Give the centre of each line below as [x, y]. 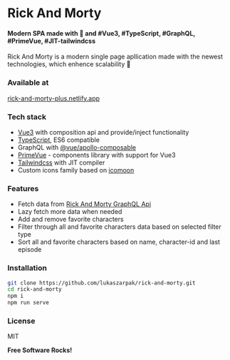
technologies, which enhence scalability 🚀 [69, 64]
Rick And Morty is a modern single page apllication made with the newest [115, 57]
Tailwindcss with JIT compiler [61, 163]
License [21, 321]
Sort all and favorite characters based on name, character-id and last [119, 242]
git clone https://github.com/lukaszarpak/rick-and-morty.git [101, 283]
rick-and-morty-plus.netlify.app [54, 98]
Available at [28, 83]
